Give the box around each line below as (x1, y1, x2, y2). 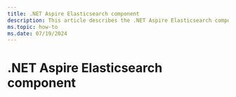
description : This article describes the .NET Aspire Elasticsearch (7, 17, 212, 24)
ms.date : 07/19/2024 (7, 30, 68, 37)
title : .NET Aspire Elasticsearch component (7, 10, 140, 18)
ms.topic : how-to (7, 23, 58, 30)
